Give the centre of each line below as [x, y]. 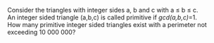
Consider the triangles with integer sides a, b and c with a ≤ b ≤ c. [103, 10]
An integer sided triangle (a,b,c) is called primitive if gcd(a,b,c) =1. [102, 17]
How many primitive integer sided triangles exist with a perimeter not [107, 25]
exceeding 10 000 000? [42, 32]
